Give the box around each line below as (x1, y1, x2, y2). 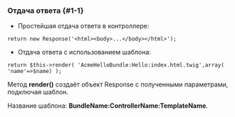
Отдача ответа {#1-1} (7, 6, 84, 16)
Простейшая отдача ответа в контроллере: (17, 22, 150, 30)
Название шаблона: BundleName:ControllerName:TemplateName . (7, 101, 209, 110)
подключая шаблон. (7, 88, 69, 96)
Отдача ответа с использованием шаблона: (17, 48, 152, 57)
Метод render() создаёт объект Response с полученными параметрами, (7, 80, 229, 89)
